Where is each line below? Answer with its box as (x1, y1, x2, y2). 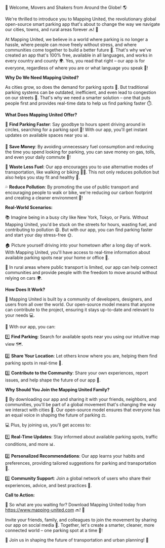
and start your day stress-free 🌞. (5, 232, 73, 238)
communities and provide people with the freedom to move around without (5, 270, 158, 275)
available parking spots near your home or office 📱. (5, 255, 110, 260)
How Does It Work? (5, 287, 45, 292)
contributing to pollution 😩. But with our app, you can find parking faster (5, 227, 153, 233)
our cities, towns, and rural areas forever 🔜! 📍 (5, 27, 99, 32)
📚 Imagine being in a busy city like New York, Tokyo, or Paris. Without (5, 214, 149, 220)
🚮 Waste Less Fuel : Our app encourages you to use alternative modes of (5, 164, 154, 170)
